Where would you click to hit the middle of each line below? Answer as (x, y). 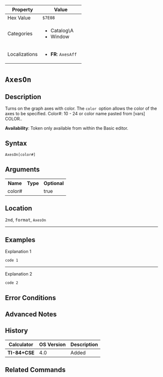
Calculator (21, 344)
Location (19, 208)
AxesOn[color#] (20, 154)
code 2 (12, 283)
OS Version (52, 344)
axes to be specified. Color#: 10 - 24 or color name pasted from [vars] (75, 113)
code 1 (12, 260)
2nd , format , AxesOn (25, 220)
